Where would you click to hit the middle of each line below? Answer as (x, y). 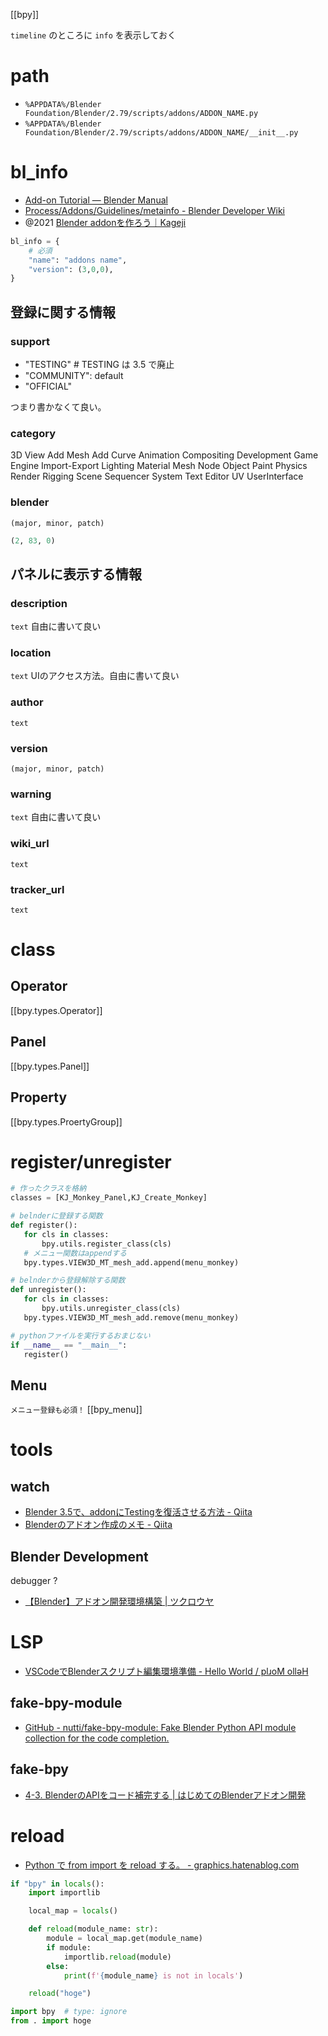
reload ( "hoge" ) (60, 1994)
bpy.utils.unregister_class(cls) (111, 1309)
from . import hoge (51, 2021)
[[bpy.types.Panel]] (50, 1066)
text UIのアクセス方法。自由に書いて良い (95, 676)
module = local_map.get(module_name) (124, 1939)
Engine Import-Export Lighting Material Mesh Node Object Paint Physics (159, 466)
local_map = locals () (73, 1911)
